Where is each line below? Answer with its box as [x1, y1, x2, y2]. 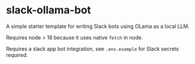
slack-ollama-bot [6, 3, 92, 17]
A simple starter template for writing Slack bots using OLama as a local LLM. [6, 23, 190, 30]
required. [6, 51, 28, 58]
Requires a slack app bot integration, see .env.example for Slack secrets [6, 45, 179, 52]
